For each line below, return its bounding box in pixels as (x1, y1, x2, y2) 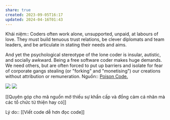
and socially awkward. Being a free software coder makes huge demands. (5, 57, 162, 63)
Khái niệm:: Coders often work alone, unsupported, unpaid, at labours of (5, 31, 159, 37)
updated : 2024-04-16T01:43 (5, 17, 63, 22)
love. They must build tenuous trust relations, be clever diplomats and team (5, 36, 165, 42)
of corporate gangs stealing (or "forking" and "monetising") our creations (5, 68, 161, 74)
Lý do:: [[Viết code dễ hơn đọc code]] (5, 109, 85, 115)
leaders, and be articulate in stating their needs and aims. (5, 42, 127, 48)
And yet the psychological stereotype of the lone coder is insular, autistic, (5, 52, 161, 58)
